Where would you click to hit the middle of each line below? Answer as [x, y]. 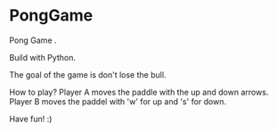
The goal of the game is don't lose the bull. [88, 74]
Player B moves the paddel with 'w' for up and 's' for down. [118, 101]
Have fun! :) [31, 119]
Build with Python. [42, 57]
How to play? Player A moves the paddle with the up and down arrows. [139, 92]
